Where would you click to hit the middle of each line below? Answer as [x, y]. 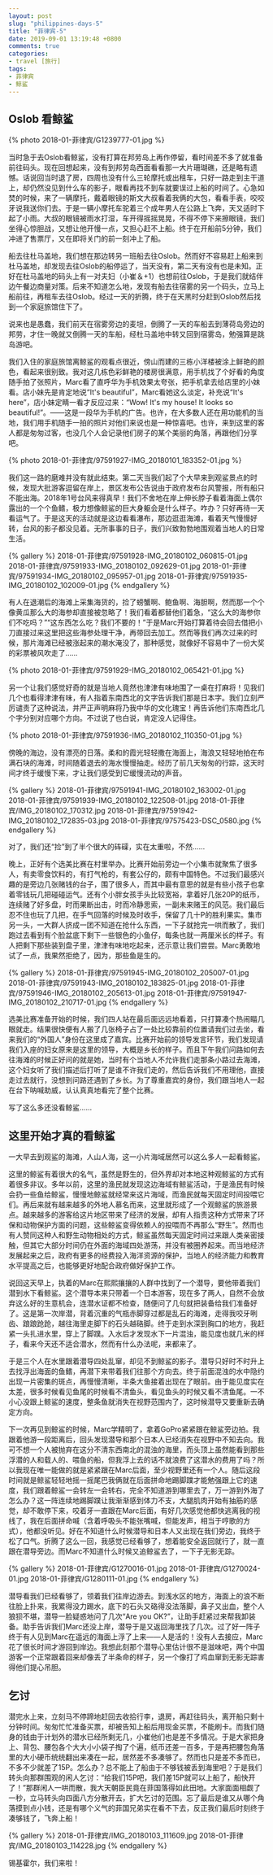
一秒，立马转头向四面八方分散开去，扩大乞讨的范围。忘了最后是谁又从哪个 [133, 1798]
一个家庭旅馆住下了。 [51, 307]
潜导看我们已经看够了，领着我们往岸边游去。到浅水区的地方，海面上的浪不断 [136, 1596]
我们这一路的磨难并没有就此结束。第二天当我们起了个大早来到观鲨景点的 [129, 477]
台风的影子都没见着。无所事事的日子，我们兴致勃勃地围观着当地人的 [136, 529]
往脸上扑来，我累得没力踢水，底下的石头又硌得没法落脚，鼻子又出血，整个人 [136, 1607]
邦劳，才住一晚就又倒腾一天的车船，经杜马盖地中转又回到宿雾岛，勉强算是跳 [136, 334]
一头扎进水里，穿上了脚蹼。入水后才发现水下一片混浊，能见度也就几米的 [136, 1334]
